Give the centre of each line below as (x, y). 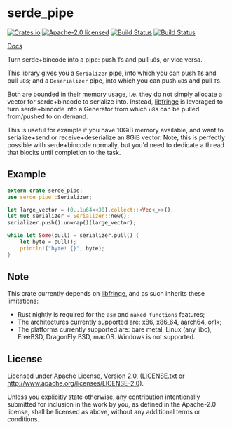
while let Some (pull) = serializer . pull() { (73, 236)
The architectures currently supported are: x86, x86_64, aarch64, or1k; (120, 322)
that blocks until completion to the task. (64, 152)
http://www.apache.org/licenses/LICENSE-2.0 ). (76, 383)
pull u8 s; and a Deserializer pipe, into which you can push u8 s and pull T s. (115, 80)
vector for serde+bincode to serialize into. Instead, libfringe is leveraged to (115, 101)
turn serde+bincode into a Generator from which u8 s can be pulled (103, 109)
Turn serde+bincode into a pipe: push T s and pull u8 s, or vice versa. (105, 59)
